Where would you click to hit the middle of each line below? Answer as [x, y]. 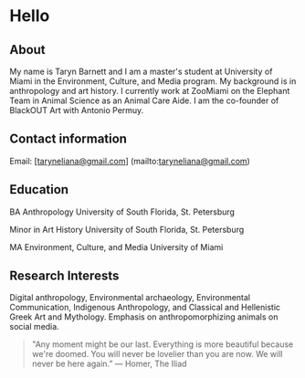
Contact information [68, 139]
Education [39, 189]
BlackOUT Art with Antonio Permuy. [77, 110]
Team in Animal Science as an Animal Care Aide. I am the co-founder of [144, 100]
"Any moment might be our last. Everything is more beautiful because [163, 344]
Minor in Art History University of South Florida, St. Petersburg [127, 229]
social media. [34, 327]
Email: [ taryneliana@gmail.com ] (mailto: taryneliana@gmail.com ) [130, 161]
